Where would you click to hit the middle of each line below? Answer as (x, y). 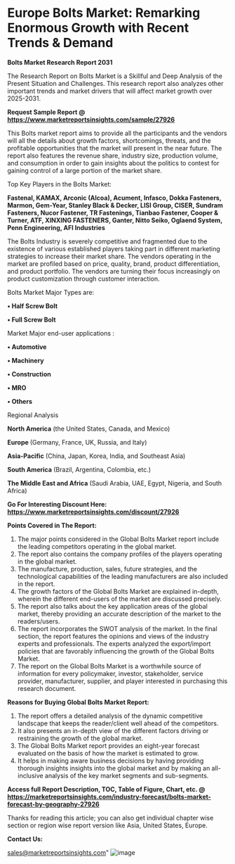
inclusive (30, 775)
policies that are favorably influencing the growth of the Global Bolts (116, 651)
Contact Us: (25, 839)
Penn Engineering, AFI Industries (56, 227)
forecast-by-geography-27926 (53, 804)
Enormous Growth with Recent (98, 28)
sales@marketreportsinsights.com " (58, 852)
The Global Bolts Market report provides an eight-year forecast (108, 745)
